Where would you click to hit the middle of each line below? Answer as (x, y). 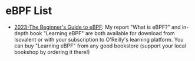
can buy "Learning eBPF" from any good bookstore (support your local (100, 46)
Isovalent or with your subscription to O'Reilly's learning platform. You (99, 39)
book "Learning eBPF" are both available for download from (102, 33)
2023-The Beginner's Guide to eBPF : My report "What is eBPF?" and (97, 27)
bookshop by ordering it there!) (52, 52)
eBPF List (29, 11)
